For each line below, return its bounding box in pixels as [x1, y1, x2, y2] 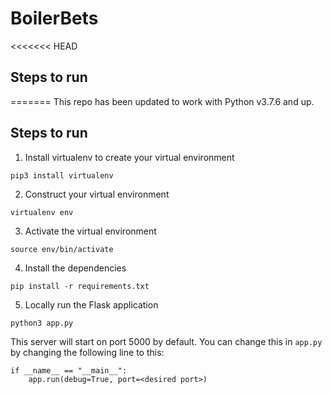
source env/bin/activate [10, 244, 114, 254]
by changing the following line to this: [10, 346, 165, 358]
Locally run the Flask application [24, 298, 159, 311]
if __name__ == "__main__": [10, 365, 128, 376]
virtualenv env [10, 207, 74, 217]
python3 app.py [10, 318, 74, 328]
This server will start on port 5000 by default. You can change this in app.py [10, 335, 323, 347]
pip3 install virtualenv [10, 170, 114, 181]
